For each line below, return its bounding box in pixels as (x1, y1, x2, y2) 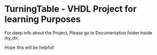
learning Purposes (4, 14, 81, 25)
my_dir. (4, 35, 19, 41)
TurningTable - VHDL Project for (4, 3, 137, 15)
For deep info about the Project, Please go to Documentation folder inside (4, 30, 153, 36)
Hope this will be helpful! (4, 44, 55, 50)
